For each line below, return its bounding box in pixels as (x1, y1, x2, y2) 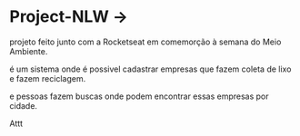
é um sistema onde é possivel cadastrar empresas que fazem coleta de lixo (9, 63, 292, 74)
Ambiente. (9, 45, 48, 56)
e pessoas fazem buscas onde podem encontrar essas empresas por (9, 91, 270, 102)
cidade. (9, 100, 38, 111)
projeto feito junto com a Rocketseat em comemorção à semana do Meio (9, 36, 282, 47)
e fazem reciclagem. (9, 73, 86, 83)
